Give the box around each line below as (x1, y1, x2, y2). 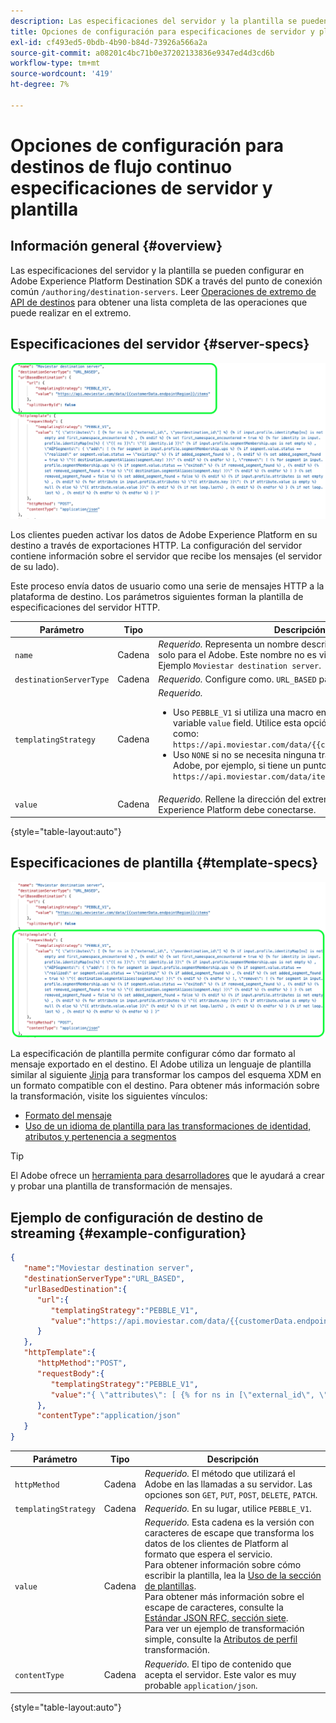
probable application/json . (144, 1679, 258, 1691)
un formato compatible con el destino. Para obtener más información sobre (10, 1080, 320, 1092)
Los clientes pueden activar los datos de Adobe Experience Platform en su (10, 529, 318, 541)
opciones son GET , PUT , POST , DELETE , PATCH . (144, 1488, 318, 1500)
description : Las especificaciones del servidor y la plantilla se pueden (10, 16, 329, 26)
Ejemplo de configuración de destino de (10, 1209, 264, 1226)
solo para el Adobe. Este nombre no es (158, 648, 317, 660)
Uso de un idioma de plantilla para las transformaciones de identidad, (24, 1120, 312, 1132)
